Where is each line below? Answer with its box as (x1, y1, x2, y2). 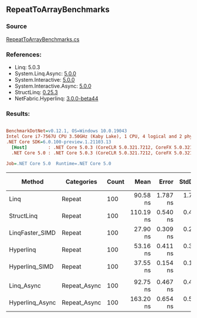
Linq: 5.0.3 (14, 63, 40, 71)
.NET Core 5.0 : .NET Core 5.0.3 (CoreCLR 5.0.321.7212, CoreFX (11, 150, 172, 156)
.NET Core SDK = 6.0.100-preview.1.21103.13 (6, 139, 111, 145)
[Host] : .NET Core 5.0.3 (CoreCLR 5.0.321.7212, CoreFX (11, 144, 172, 150)
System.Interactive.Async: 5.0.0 (14, 82, 92, 89)
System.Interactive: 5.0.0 (14, 76, 75, 83)
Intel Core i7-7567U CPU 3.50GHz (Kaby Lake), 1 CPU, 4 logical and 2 (6, 133, 182, 140)
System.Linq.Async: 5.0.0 (14, 70, 76, 77)
